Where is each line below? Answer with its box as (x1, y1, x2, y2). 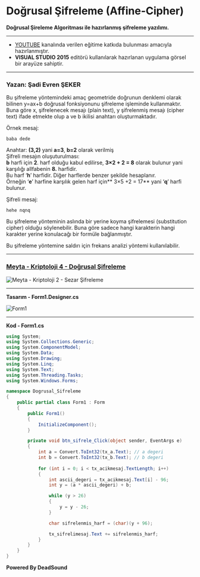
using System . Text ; (6, 366, 55, 373)
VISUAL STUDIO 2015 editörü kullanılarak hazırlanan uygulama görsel (14, 54, 186, 61)
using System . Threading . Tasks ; (6, 372, 84, 378)
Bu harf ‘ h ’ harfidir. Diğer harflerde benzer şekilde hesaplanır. (6, 171, 157, 179)
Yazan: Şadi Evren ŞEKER (6, 80, 81, 89)
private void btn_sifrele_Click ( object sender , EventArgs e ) (27, 438, 183, 444)
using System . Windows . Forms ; (6, 378, 79, 383)
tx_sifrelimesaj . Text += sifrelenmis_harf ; (48, 531, 159, 537)
